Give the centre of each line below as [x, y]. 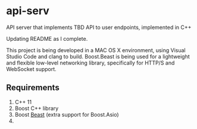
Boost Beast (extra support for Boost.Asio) [67, 114]
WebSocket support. [31, 69]
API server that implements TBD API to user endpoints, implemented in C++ [99, 27]
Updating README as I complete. [47, 38]
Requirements [33, 88]
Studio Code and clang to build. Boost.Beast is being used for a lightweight [98, 56]
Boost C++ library [37, 108]
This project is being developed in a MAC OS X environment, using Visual [96, 50]
